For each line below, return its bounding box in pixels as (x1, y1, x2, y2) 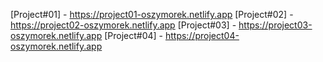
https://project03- (238, 19, 313, 31)
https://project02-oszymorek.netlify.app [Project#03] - (10, 19, 237, 31)
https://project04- (164, 30, 240, 41)
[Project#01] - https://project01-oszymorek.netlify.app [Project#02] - (10, 9, 294, 20)
